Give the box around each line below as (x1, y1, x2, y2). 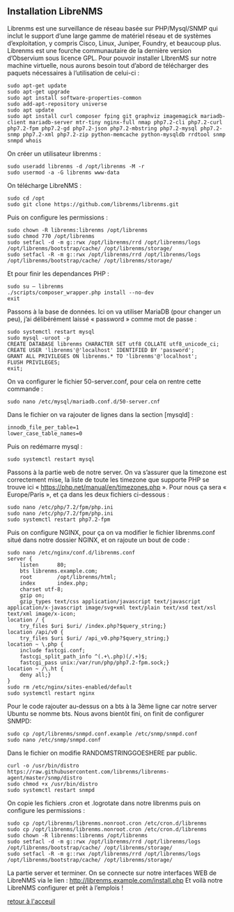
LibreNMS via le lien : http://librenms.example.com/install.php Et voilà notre (7, 876, 223, 884)
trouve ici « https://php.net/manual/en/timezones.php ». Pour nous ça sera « (7, 483, 227, 491)
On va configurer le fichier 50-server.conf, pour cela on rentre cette (7, 377, 201, 385)
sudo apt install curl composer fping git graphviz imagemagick (7, 112, 198, 119)
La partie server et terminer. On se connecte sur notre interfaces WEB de (7, 869, 217, 877)
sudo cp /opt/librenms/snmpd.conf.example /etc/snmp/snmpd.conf (7, 730, 198, 737)
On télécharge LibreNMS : (7, 181, 82, 189)
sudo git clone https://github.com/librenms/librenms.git (7, 200, 179, 208)
